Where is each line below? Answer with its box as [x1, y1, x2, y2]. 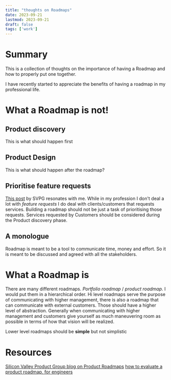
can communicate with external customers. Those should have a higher [5, 302, 156, 308]
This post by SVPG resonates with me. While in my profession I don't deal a [5, 195, 164, 202]
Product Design [5, 153, 56, 162]
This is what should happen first [5, 138, 73, 145]
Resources [5, 347, 52, 358]
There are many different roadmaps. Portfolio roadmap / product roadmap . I [5, 286, 166, 292]
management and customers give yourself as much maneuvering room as [5, 313, 161, 319]
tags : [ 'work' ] [5, 27, 38, 32]
